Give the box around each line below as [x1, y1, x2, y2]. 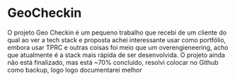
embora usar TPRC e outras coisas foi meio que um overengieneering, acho [7, 43, 229, 51]
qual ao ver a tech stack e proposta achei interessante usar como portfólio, [7, 35, 227, 44]
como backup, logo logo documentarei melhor [7, 66, 143, 74]
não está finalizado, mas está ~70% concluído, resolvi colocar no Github [7, 58, 219, 66]
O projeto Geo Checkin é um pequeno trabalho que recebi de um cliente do [7, 28, 227, 37]
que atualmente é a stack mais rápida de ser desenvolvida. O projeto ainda [7, 51, 225, 59]
